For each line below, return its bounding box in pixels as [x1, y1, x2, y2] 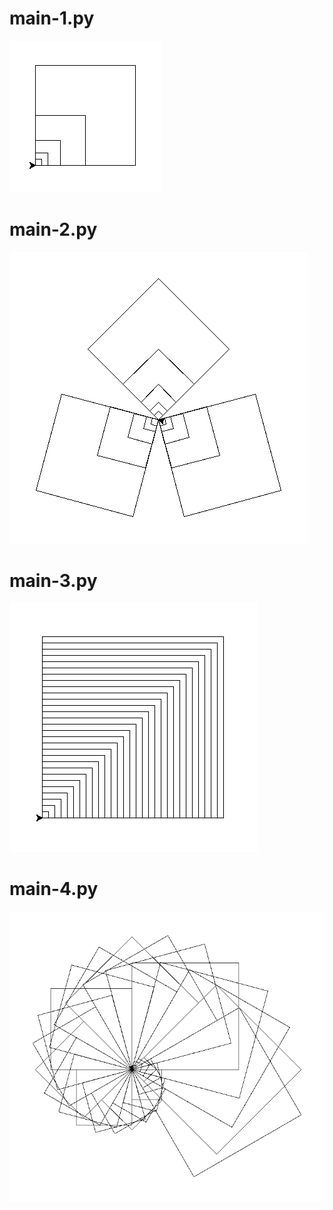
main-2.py [9, 218, 98, 241]
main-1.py [9, 7, 95, 30]
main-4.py [9, 878, 99, 900]
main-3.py [9, 570, 98, 592]
